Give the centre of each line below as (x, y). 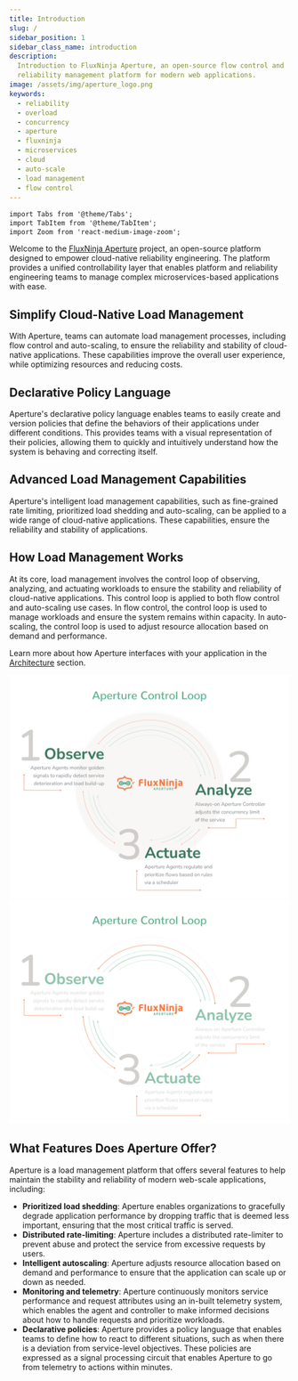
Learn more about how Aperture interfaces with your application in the (138, 653)
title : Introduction (48, 19)
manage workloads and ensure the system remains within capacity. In (137, 617)
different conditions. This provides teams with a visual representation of (141, 433)
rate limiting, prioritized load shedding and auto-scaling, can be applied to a (148, 510)
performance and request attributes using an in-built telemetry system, (152, 1301)
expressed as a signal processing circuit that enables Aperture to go (147, 1357)
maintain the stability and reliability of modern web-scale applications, (138, 1179)
